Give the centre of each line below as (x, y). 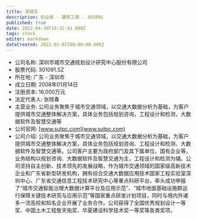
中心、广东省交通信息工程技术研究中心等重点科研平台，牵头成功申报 (103, 181)
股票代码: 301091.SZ (39, 69)
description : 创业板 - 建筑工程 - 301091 (55, 17)
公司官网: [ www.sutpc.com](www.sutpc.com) (70, 128)
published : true (26, 22)
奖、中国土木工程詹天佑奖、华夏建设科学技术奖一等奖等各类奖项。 (95, 210)
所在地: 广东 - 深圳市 (40, 77)
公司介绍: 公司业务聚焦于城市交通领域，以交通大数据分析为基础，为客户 (102, 136)
